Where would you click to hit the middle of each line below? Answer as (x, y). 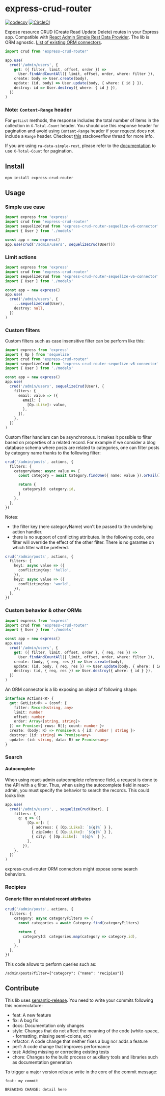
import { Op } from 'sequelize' (38, 354)
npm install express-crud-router (39, 178)
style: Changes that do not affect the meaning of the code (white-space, (85, 1031)
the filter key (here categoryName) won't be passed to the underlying (82, 527)
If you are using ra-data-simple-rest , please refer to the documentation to (81, 146)
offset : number (29, 717)
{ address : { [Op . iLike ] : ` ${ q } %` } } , (72, 828)
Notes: (12, 517)
